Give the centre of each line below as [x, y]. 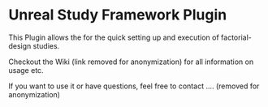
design [20, 45]
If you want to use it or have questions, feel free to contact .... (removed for [134, 86]
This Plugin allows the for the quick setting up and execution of [114, 37]
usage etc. [26, 70]
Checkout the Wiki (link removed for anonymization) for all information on [131, 62]
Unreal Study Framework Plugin [118, 15]
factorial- [236, 37]
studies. [46, 45]
